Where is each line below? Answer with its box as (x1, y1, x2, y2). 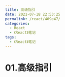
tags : (5, 35, 16, 40)
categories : (5, 21, 30, 26)
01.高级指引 (5, 62, 53, 73)
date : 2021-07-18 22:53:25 (5, 12, 61, 17)
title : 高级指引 (5, 7, 35, 12)
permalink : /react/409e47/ (5, 16, 61, 21)
